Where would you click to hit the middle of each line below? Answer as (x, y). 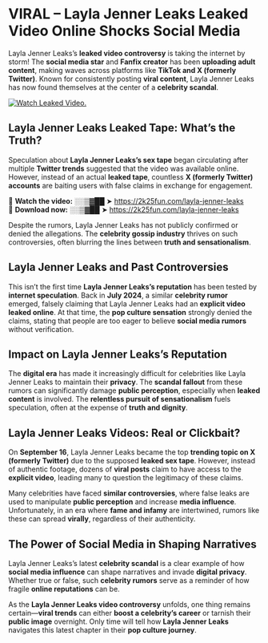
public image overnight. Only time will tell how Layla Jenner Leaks (119, 621)
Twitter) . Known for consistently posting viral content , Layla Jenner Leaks (131, 79)
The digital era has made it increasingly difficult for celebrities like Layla (127, 374)
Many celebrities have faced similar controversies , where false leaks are (129, 493)
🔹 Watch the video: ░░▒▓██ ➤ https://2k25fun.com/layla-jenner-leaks (126, 200)
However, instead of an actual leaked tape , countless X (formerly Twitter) (131, 176)
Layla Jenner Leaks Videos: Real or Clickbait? (124, 433)
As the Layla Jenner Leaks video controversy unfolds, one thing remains (129, 605)
